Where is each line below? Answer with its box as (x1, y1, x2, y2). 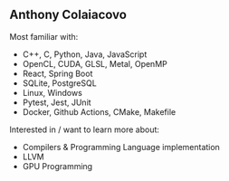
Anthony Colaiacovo (9, 7, 127, 23)
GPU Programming (22, 160, 93, 171)
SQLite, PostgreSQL (22, 77, 97, 89)
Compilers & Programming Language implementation (22, 141, 220, 152)
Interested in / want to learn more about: (9, 124, 160, 135)
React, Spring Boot (22, 68, 93, 79)
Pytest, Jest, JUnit (22, 97, 92, 108)
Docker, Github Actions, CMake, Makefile (22, 106, 177, 117)
